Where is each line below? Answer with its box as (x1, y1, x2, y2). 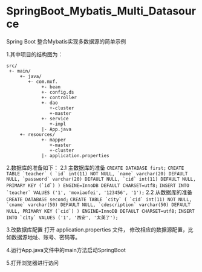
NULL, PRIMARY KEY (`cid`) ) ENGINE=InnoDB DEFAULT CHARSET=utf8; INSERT (6, 208, 195, 214)
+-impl (49, 121, 67, 127)
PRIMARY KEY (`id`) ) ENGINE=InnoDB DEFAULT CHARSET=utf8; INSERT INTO (6, 183, 189, 189)
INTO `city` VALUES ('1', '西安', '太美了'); (6, 215, 119, 221)
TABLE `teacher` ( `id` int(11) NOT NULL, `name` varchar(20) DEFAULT (6, 170, 188, 176)
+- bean (41, 83, 61, 90)
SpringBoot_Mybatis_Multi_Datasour (6, 4, 197, 18)
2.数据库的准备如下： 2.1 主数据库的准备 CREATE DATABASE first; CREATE (6, 164, 184, 171)
